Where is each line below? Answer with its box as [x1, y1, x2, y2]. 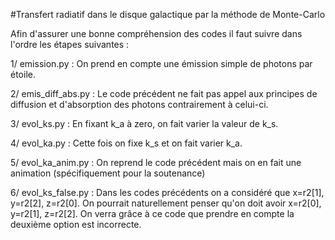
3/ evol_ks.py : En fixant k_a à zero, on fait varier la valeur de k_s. [10, 118, 279, 129]
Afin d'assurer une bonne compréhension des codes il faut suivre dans [10, 28, 303, 39]
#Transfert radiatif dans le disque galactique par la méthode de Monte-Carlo [10, 9, 326, 20]
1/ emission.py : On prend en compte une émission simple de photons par [10, 58, 313, 69]
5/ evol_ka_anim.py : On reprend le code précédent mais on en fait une [10, 157, 302, 168]
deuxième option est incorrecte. [10, 219, 142, 230]
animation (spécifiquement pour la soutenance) [10, 167, 206, 179]
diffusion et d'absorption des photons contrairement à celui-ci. [10, 99, 269, 110]
